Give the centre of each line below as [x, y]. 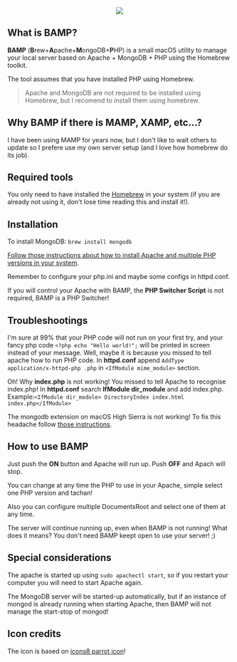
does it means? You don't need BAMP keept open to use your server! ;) [111, 535]
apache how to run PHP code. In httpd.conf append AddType [96, 360]
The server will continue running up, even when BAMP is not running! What [117, 527]
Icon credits [35, 634]
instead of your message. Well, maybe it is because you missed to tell [110, 353]
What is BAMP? [42, 33]
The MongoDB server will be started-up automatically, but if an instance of [117, 596]
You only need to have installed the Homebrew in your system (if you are [114, 194]
